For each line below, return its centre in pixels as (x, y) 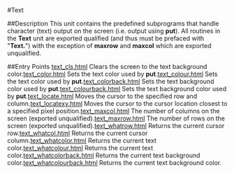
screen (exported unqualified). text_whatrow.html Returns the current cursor (116, 126)
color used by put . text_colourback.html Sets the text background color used (117, 89)
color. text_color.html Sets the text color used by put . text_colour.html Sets (112, 74)
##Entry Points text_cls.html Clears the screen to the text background (107, 66)
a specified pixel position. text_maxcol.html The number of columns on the (114, 111)
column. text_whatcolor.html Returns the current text (82, 141)
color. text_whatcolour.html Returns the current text (80, 148)
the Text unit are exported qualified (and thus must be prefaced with (106, 38)
